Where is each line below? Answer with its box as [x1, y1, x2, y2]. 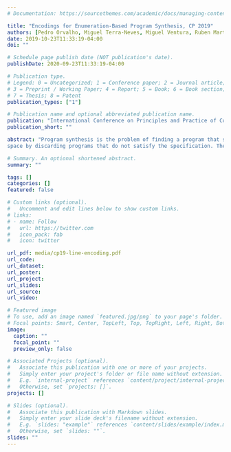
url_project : [7, 275, 45, 282]
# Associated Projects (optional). [7, 358, 109, 365]
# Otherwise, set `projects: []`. [7, 383, 112, 390]
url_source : [7, 288, 41, 295]
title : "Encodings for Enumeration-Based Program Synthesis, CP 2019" [7, 22, 214, 30]
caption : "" [13, 332, 48, 339]
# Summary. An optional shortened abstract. [7, 155, 137, 162]
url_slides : [7, 281, 41, 289]
